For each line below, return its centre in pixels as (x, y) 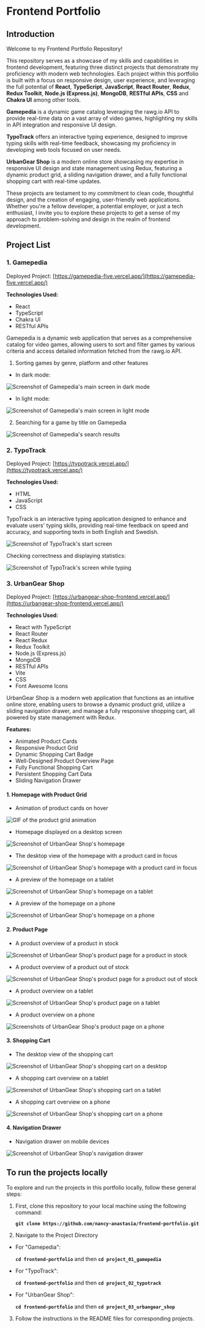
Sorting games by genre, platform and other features (82, 363)
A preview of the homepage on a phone (65, 903)
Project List (28, 245)
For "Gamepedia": (38, 1247)
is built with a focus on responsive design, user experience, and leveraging (101, 80)
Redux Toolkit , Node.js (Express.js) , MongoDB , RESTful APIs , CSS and (97, 93)
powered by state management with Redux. (61, 718)
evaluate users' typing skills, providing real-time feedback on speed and (97, 525)
